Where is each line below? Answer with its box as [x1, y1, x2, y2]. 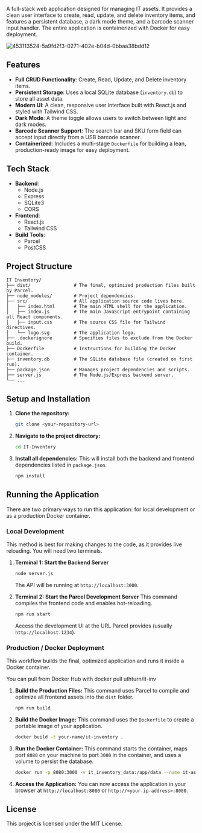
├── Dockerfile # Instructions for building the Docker [6, 346, 177, 352]
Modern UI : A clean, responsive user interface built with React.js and [14, 101, 186, 108]
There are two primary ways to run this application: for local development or [6, 506, 195, 513]
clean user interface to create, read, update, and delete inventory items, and [6, 11, 196, 19]
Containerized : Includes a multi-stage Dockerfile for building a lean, [14, 140, 186, 147]
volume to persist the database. [14, 758, 94, 765]
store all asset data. [14, 95, 65, 102]
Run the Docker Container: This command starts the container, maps [14, 744, 188, 752]
